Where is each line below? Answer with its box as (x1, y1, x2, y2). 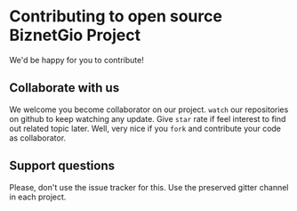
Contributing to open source (9, 6, 222, 27)
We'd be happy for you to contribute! (9, 54, 144, 65)
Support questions (9, 158, 116, 174)
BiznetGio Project (9, 25, 140, 45)
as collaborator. (9, 132, 67, 143)
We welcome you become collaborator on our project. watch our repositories (9, 104, 289, 115)
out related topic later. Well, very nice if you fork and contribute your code (9, 123, 282, 134)
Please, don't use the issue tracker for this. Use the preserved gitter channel (9, 182, 289, 192)
